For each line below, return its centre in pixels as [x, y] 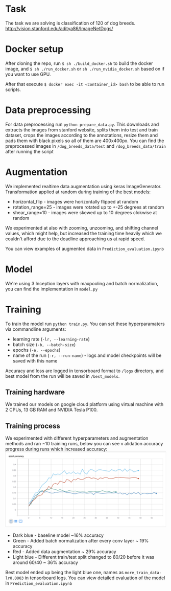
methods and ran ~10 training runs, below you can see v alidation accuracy [84, 444]
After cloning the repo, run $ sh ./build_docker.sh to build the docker [79, 63]
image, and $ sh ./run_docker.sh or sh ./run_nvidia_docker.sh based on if [85, 69]
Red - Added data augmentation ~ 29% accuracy [64, 551]
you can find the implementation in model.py [52, 289]
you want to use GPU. [28, 74]
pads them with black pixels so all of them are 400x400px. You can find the [85, 141]
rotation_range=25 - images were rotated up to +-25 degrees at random [88, 207]
